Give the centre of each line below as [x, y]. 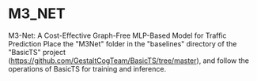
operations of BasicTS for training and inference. [87, 68]
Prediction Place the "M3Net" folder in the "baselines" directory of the [123, 43]
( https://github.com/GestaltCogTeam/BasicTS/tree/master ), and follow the [129, 61]
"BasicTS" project [37, 52]
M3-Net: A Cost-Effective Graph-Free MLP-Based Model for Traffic [117, 35]
